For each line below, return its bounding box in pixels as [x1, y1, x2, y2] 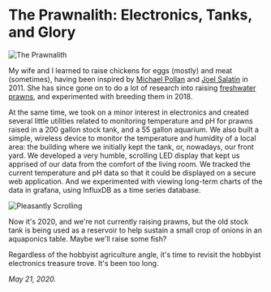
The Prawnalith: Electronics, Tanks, [8, 6, 253, 24]
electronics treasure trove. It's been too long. [8, 258, 159, 268]
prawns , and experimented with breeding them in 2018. [8, 91, 193, 101]
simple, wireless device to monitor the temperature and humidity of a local [8, 133, 257, 143]
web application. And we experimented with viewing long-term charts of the [8, 177, 263, 186]
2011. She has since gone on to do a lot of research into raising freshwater [8, 83, 256, 93]
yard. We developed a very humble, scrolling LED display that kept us [8, 150, 240, 160]
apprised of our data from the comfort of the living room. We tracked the [8, 159, 252, 168]
